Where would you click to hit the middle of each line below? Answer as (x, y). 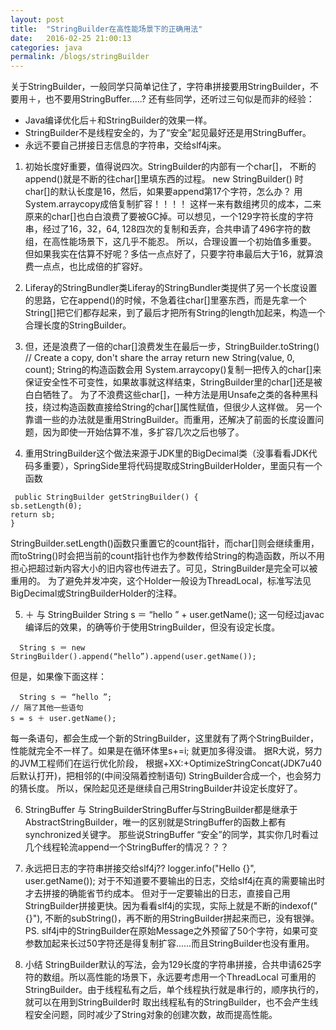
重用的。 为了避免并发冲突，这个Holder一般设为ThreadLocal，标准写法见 (161, 581)
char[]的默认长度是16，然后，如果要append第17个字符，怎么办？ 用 (163, 192)
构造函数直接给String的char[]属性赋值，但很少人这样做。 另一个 (191, 407)
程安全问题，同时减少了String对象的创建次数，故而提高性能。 (151, 1015)
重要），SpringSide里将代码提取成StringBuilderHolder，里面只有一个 (182, 466)
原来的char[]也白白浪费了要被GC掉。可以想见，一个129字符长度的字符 (169, 217)
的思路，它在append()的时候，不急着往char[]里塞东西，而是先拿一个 (165, 300)
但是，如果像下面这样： (58, 677)
